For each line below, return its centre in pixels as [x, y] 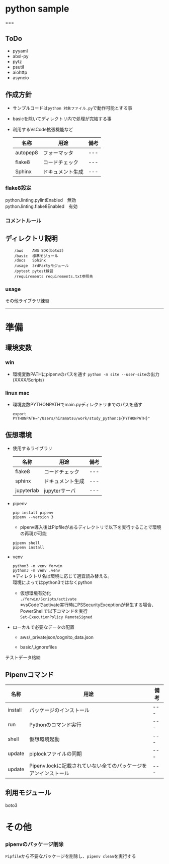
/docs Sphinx [30, 260]
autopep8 [27, 152]
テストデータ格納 [23, 657]
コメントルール [23, 221]
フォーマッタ [58, 153]
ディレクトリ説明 [31, 238]
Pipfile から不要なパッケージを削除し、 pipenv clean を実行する [71, 856]
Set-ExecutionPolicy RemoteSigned [56, 617]
